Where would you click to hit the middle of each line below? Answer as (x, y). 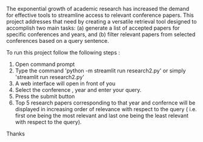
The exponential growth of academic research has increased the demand (98, 9)
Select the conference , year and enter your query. (78, 90)
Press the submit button (45, 96)
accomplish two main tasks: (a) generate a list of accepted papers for (93, 28)
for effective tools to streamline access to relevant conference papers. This (100, 15)
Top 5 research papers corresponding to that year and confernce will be (105, 103)
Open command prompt (45, 64)
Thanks (16, 134)
